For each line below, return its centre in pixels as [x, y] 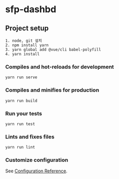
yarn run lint [20, 147]
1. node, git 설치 [24, 41]
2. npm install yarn [27, 45]
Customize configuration [37, 160]
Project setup [27, 28]
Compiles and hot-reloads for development [60, 67]
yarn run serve [21, 77]
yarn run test [20, 124]
